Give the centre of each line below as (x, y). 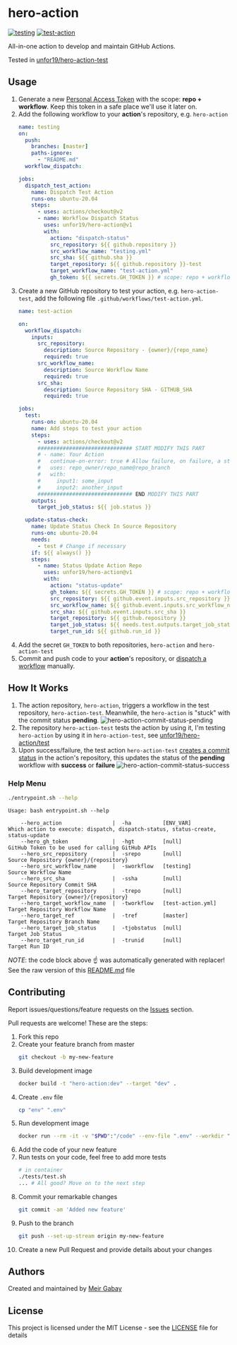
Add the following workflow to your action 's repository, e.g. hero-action (123, 114)
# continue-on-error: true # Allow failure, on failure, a (129, 461)
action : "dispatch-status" (90, 238)
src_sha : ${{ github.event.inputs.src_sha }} (118, 611)
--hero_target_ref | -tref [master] (105, 915)
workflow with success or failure (67, 765)
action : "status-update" (86, 585)
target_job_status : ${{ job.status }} (94, 507)
